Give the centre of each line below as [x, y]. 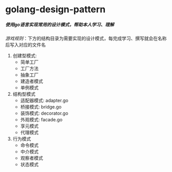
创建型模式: [25, 56]
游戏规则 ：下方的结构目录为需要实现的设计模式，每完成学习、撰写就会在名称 [86, 38]
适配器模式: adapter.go [44, 100]
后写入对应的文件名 [26, 45]
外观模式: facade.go [41, 120]
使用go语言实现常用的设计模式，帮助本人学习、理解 [60, 25]
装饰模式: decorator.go [44, 113]
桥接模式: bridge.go [41, 107]
